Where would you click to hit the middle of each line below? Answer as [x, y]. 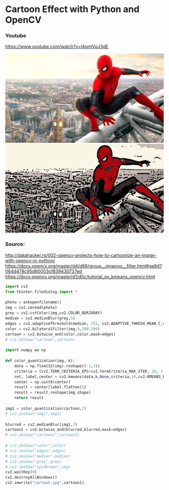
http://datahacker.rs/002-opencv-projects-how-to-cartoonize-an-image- [81, 255]
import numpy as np [26, 350]
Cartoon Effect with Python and [72, 9]
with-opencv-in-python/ [30, 261]
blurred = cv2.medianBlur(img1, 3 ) [41, 424]
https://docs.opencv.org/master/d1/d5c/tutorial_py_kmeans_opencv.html [80, 276]
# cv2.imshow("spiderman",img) [38, 467]
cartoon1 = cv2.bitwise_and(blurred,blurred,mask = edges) [66, 430]
